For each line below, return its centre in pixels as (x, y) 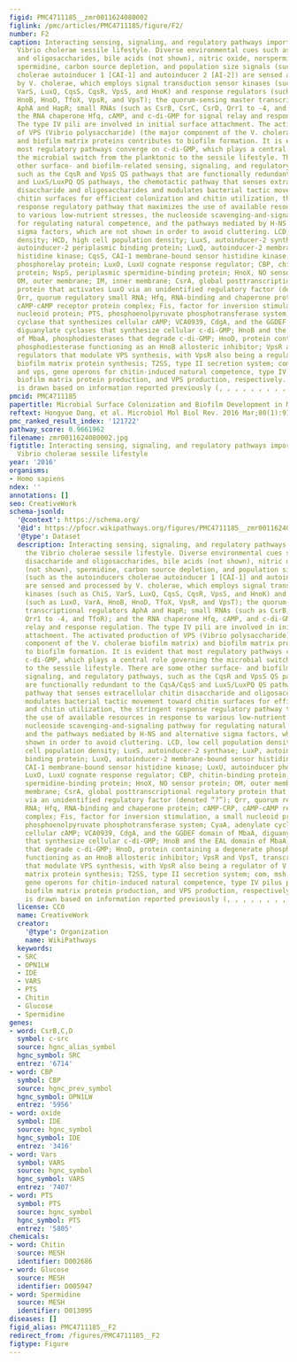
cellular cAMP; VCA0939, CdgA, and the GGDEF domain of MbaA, (142, 833)
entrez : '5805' (45, 1228)
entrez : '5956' (45, 1105)
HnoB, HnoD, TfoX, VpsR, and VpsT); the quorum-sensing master (136, 100)
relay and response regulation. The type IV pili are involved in (150, 627)
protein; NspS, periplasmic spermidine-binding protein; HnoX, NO (142, 273)
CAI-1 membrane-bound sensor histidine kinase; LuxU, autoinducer (150, 767)
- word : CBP (31, 1072)
